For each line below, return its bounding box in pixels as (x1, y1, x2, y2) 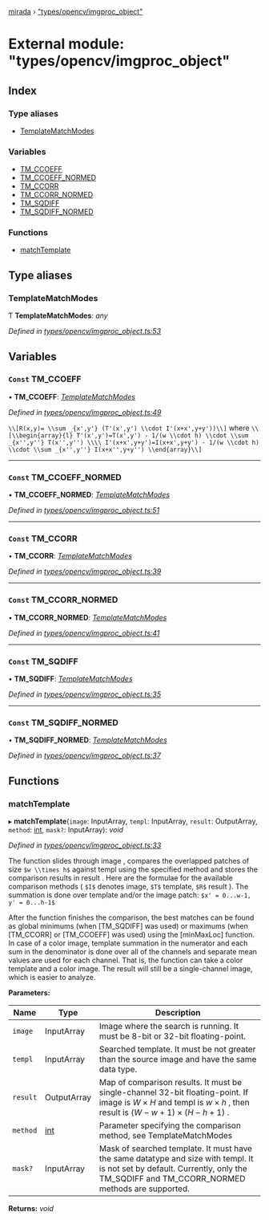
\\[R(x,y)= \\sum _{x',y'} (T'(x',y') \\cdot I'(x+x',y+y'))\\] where (8, 423, 250, 433)
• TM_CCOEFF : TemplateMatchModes (8, 392, 136, 401)
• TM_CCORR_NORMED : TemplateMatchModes (8, 612, 167, 622)
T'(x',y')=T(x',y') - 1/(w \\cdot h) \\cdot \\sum (76, 431, 249, 440)
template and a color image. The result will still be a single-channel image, (8, 964, 253, 974)
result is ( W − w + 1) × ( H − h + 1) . (98, 1107, 230, 1118)
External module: (8, 35, 125, 53)
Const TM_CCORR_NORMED (8, 594, 118, 605)
